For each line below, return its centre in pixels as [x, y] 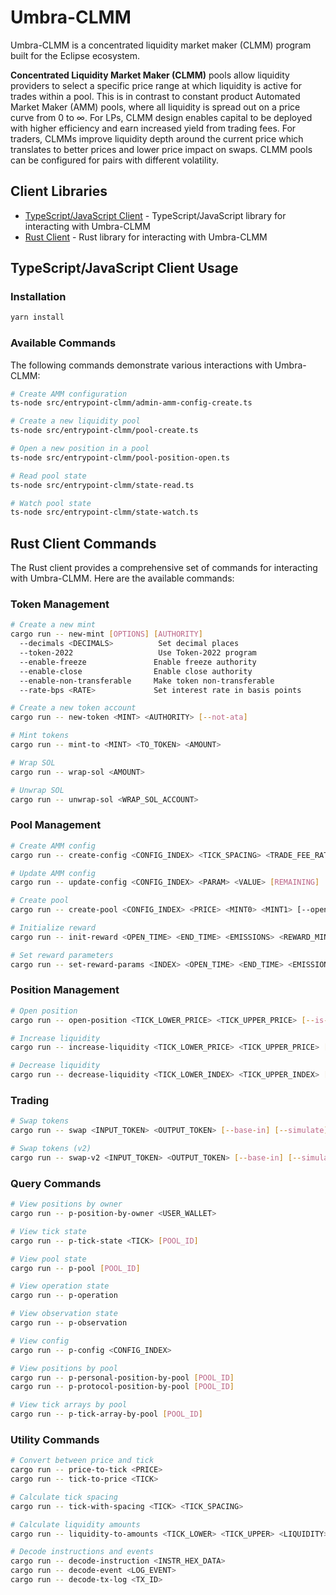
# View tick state [48, 1231]
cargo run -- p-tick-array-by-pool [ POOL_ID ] [106, 1414]
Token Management [60, 604]
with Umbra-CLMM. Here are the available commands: [122, 578]
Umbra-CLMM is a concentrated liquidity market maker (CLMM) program [161, 45]
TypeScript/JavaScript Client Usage [124, 268]
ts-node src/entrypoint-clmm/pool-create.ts [104, 431]
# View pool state [48, 1259]
